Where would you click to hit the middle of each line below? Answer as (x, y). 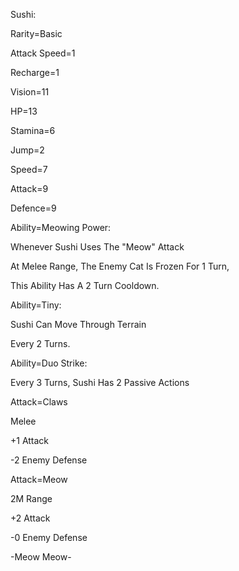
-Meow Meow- (41, 557)
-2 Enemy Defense (49, 460)
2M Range (31, 498)
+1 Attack (30, 440)
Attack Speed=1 (43, 53)
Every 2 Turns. (40, 343)
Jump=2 (27, 150)
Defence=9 (33, 208)
